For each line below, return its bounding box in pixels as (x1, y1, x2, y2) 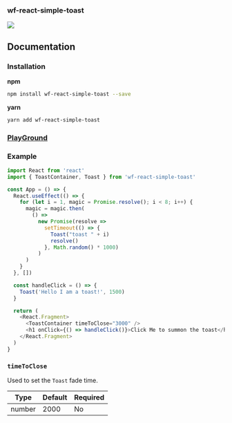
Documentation (7, 41, 76, 53)
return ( (13, 307, 39, 314)
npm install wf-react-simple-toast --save (7, 91, 131, 97)
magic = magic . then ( (25, 205, 85, 212)
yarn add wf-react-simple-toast (7, 116, 100, 123)
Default (42, 393, 68, 402)
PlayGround (7, 133, 48, 142)
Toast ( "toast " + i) (50, 231, 110, 238)
